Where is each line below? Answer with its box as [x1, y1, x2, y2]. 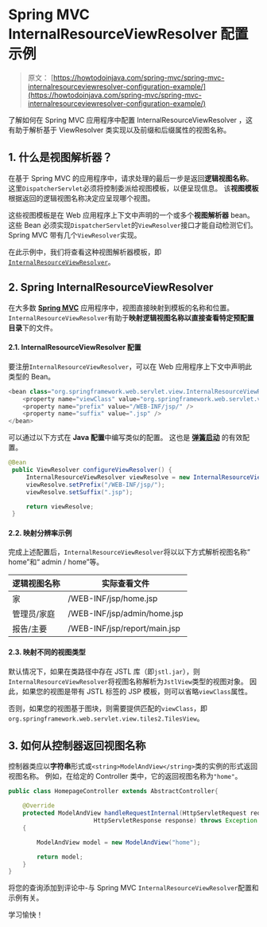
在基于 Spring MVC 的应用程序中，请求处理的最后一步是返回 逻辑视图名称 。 [8, 173, 254, 183]
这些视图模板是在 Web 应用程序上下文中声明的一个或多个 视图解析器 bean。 [8, 210, 254, 220]
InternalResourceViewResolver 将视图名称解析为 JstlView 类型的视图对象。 [8, 676, 248, 686]
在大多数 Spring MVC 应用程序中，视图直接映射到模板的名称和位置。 [8, 303, 234, 312]
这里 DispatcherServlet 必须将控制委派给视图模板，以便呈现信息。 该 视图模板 [8, 183, 259, 193]
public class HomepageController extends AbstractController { [8, 788, 219, 795]
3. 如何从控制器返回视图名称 [8, 739, 146, 752]
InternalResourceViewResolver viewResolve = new [25, 473, 191, 481]
